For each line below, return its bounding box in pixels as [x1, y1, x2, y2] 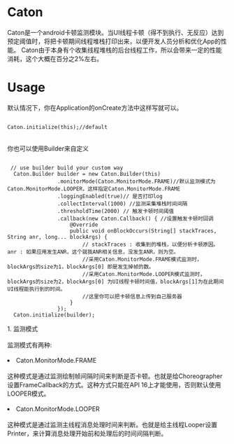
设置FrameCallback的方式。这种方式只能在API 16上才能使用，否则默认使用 [7, 380, 221, 389]
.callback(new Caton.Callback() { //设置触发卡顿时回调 [57, 215, 214, 222]
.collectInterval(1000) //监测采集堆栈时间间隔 [57, 200, 188, 207]
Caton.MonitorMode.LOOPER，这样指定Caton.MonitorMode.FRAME [7, 185, 180, 193]
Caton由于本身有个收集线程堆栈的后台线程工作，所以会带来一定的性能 [20, 46, 222, 54]
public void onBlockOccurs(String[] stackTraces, [69, 227, 217, 235]
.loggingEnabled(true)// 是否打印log [57, 193, 163, 200]
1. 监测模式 [7, 324, 38, 333]
